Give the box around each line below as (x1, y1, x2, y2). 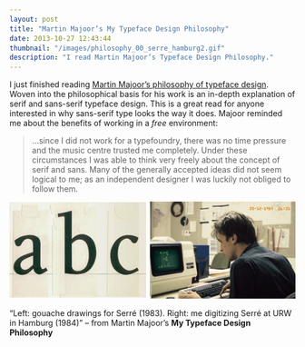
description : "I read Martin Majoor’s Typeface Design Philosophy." (9, 53, 274, 63)
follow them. (31, 183, 79, 194)
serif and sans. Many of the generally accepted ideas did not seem (31, 164, 282, 175)
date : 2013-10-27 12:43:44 (9, 34, 112, 43)
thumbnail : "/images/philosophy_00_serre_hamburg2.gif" (9, 44, 225, 53)
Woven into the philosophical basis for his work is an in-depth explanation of (9, 89, 296, 100)
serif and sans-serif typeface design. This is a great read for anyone (9, 98, 265, 109)
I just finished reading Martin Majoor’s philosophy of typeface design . (9, 79, 270, 90)
